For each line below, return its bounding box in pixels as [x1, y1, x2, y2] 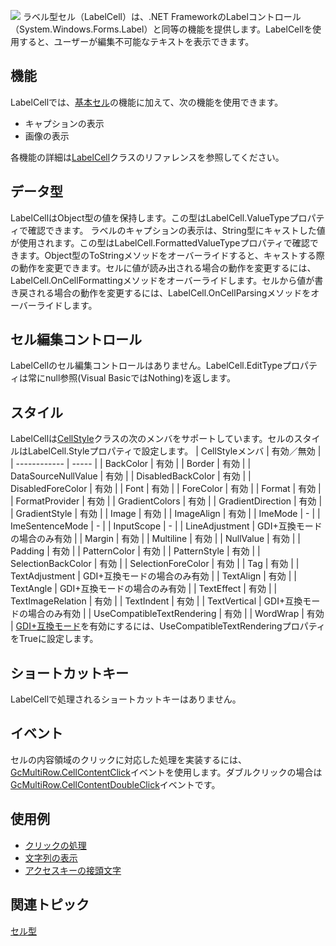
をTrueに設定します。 [10, 633, 99, 645]
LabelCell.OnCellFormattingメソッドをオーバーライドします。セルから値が [10, 274, 315, 286]
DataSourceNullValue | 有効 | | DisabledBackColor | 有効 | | [10, 470, 252, 482]
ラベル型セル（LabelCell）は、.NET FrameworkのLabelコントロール [22, 11, 302, 22]
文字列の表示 [24, 851, 78, 864]
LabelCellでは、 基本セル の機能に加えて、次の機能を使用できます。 [10, 96, 284, 108]
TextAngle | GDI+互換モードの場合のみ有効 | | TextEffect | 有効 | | [10, 583, 278, 595]
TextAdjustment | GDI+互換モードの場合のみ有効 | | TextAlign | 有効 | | [10, 570, 297, 582]
